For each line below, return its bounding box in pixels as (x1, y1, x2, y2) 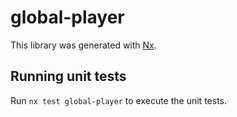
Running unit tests (10, 68, 127, 85)
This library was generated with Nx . (10, 39, 157, 51)
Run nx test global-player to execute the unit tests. (10, 94, 227, 106)
